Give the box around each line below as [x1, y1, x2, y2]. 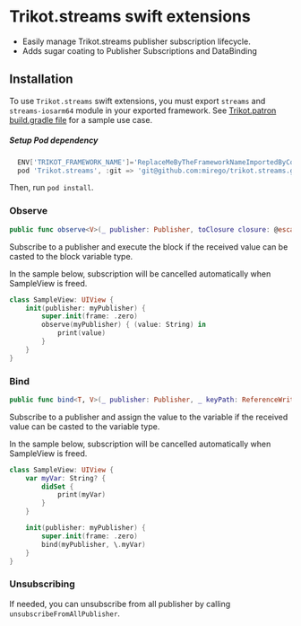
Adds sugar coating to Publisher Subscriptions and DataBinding [21, 45, 258, 56]
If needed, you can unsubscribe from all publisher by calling [9, 598, 231, 609]
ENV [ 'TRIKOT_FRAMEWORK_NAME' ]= [17, 157, 134, 167]
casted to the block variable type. [9, 251, 133, 261]
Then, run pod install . [9, 182, 94, 193]
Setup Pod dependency [9, 135, 99, 145]
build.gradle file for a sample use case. [9, 114, 153, 125]
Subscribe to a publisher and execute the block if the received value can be [9, 241, 288, 252]
